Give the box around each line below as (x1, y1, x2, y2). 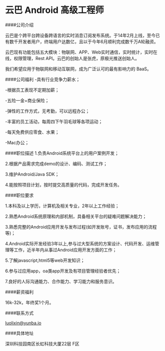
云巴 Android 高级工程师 (5, 4, 104, 16)
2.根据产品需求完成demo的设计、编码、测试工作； (5, 161, 108, 167)
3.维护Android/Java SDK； (5, 171, 59, 177)
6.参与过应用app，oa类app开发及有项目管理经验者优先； (5, 268, 121, 274)
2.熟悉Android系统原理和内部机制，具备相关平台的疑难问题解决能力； (5, 213, 147, 219)
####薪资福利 (5, 289, 34, 295)
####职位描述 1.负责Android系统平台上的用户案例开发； (5, 150, 119, 156)
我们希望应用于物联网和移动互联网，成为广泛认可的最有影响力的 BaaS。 (5, 65, 152, 72)
